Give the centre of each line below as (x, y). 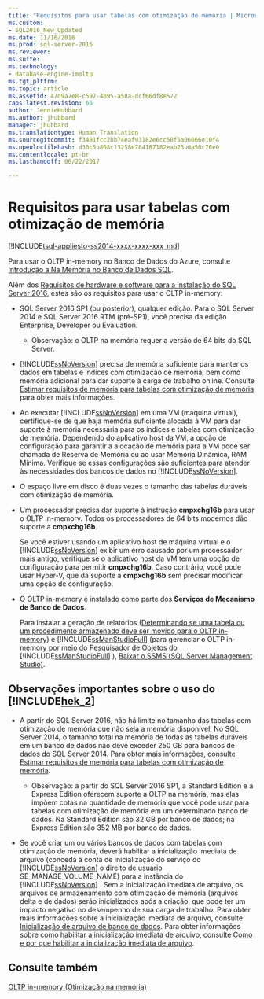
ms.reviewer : (29, 52)
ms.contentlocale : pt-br (49, 154)
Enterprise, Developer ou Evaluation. (79, 325)
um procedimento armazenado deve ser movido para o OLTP (118, 631)
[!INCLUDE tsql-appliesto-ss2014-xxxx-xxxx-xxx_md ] (94, 246)
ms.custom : (26, 23)
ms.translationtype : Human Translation (73, 132)
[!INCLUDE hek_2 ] (52, 701)
